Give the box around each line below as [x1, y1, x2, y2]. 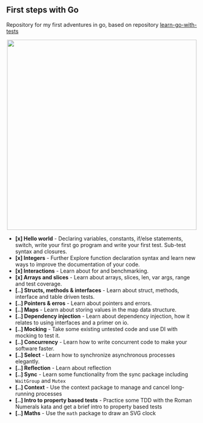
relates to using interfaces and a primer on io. [15, 319, 129, 326]
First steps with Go [6, 5, 79, 15]
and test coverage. [15, 280, 62, 287]
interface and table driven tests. [15, 293, 95, 300]
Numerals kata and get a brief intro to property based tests [15, 403, 162, 410]
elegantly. [15, 357, 40, 365]
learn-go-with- [159, 21, 197, 28]
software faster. [15, 344, 55, 352]
